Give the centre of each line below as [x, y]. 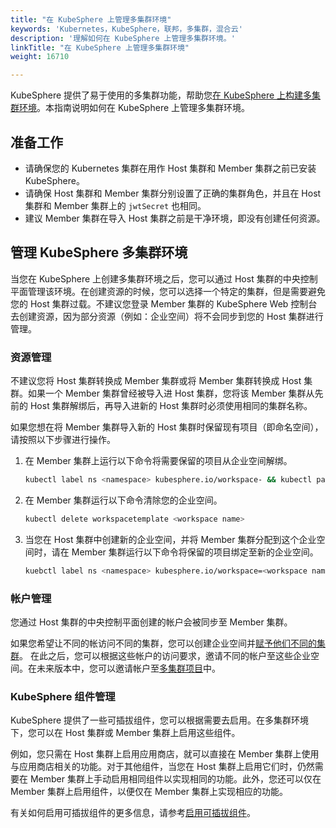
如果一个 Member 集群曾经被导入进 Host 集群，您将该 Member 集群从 [171, 393]
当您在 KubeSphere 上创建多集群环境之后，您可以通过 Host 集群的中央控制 [164, 278]
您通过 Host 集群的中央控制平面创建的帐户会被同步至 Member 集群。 [151, 622]
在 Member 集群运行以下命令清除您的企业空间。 [123, 500]
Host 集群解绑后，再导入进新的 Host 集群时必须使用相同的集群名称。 [171, 406]
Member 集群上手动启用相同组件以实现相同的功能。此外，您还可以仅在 [175, 779]
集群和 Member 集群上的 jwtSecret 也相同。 [115, 205]
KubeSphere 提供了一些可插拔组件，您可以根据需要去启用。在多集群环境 [160, 720]
